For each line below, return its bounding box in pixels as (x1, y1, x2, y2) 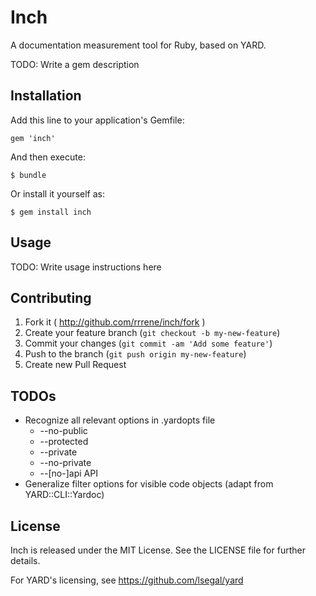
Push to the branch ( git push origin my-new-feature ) (24, 348, 247, 360)
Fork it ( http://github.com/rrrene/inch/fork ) (24, 316, 206, 328)
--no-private (39, 457, 92, 469)
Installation (10, 87, 82, 105)
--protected (39, 436, 89, 448)
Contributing (10, 289, 92, 306)
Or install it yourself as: (10, 187, 105, 200)
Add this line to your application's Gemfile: (10, 114, 185, 126)
